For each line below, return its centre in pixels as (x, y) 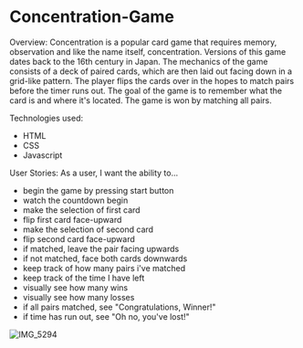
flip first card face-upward (72, 219)
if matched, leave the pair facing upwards (101, 248)
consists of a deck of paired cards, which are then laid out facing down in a (151, 71)
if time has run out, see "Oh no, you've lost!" (106, 316)
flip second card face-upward (78, 238)
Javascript (42, 155)
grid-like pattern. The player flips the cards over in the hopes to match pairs (152, 80)
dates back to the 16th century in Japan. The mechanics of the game (139, 61)
